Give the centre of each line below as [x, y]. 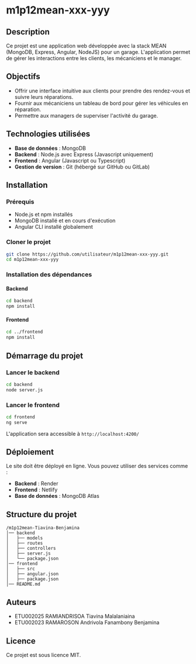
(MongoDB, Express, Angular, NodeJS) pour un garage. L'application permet [98, 52]
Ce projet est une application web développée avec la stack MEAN [86, 46]
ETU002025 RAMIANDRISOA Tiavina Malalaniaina [75, 616]
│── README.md [23, 584]
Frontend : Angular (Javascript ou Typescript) [70, 160]
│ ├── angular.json [32, 574]
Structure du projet [42, 515]
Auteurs [21, 602]
